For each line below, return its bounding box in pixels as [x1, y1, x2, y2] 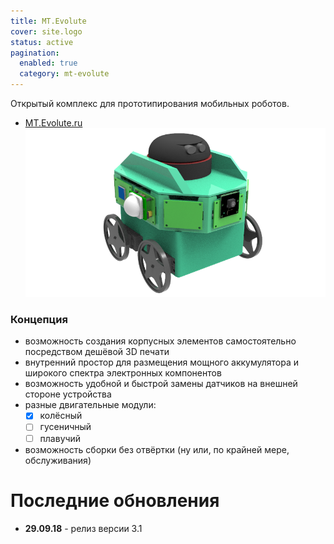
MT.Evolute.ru [24, 117, 83, 129]
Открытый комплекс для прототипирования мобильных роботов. [10, 98, 290, 109]
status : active [10, 37, 74, 47]
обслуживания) [24, 454, 92, 466]
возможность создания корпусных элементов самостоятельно [24, 335, 297, 347]
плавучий [39, 432, 82, 444]
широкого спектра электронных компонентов [24, 367, 222, 379]
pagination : [10, 48, 60, 58]
